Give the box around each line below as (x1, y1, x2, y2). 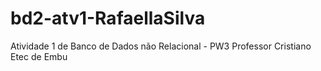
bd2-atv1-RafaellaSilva (10, 7, 206, 30)
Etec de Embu (10, 50, 68, 62)
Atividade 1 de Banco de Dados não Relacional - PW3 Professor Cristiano (10, 40, 312, 52)
